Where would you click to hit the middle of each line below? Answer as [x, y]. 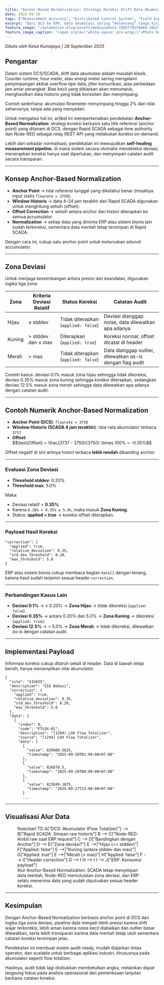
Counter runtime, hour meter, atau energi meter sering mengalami [71, 78]
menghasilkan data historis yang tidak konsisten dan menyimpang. [72, 94]
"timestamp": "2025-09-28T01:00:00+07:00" [71, 754]
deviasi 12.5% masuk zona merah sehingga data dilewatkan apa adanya [77, 385]
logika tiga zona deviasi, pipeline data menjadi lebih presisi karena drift [76, 922]
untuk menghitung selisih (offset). [46, 206]
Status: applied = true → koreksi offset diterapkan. [63, 515]
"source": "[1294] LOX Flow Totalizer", [60, 737]
